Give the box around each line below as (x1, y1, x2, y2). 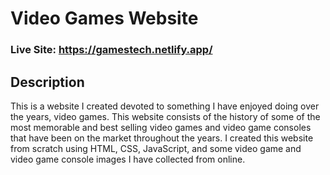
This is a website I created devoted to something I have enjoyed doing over (10, 100, 320, 112)
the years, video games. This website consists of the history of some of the (10, 110, 321, 122)
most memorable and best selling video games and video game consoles (10, 121, 312, 133)
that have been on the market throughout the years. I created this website (10, 132, 314, 144)
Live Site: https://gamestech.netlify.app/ (10, 43, 213, 57)
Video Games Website (10, 7, 199, 30)
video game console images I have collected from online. (10, 153, 246, 165)
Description (10, 73, 85, 91)
